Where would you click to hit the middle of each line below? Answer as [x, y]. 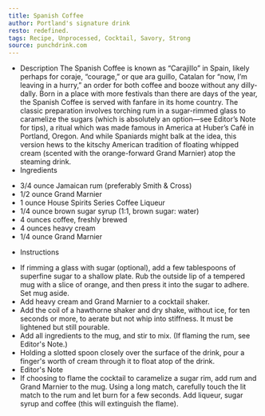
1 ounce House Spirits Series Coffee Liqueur [93, 203]
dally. [29, 94]
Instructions [40, 252]
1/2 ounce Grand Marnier [61, 194]
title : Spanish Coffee [46, 16]
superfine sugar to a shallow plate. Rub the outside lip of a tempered [132, 276]
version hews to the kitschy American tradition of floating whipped [129, 145]
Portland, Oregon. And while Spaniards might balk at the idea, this [128, 136]
